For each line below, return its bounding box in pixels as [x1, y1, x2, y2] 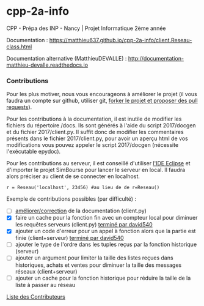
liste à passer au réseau [15, 281, 76, 288]
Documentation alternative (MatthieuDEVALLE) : [6, 54, 127, 62]
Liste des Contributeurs [6, 293, 65, 300]
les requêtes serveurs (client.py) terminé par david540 [15, 221, 153, 228]
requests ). [6, 103, 32, 111]
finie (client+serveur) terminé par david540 [15, 234, 124, 242]
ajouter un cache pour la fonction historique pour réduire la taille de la [15, 274, 191, 282]
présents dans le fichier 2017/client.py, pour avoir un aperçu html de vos [6, 135, 188, 142]
